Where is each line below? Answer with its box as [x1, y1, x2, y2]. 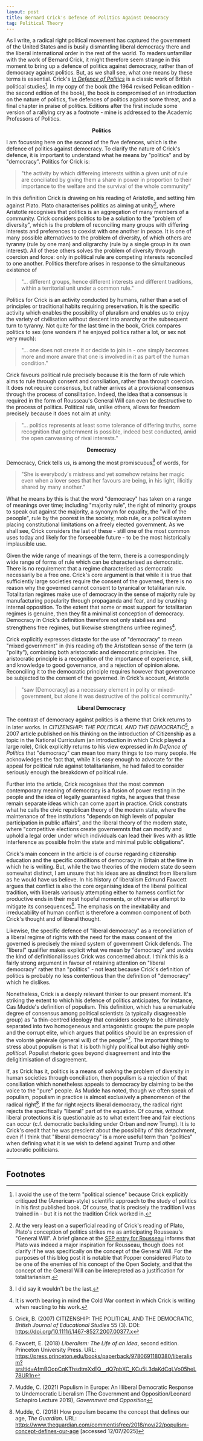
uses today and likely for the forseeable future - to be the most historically [6, 534, 192, 541]
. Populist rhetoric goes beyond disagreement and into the [25, 1049, 171, 1057]
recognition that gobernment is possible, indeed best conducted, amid [21, 428, 196, 435]
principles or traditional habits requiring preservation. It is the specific [6, 303, 179, 310]
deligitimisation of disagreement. [6, 1055, 88, 1063]
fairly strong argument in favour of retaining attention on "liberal [6, 959, 165, 967]
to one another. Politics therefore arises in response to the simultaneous [6, 259, 185, 267]
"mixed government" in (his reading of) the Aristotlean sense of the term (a [6, 642, 193, 649]
